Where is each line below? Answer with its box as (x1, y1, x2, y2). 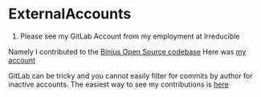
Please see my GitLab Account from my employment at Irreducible (19, 31, 240, 41)
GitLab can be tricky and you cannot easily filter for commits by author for (8, 71, 253, 80)
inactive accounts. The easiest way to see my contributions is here (8, 79, 229, 89)
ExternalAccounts (8, 5, 132, 23)
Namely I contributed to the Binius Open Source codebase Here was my (8, 46, 247, 56)
